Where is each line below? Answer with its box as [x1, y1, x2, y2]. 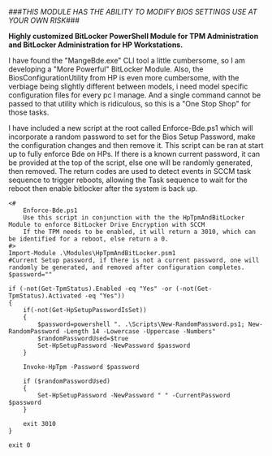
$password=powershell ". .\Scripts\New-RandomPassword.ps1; [37, 320, 245, 328]
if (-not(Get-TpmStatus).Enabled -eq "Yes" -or [8, 284, 173, 293]
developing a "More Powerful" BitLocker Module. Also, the [8, 64, 204, 74]
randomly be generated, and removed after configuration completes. [8, 263, 245, 271]
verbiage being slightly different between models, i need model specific [8, 81, 248, 91]
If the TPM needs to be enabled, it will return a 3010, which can [23, 228, 256, 236]
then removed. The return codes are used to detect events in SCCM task [8, 167, 252, 176]
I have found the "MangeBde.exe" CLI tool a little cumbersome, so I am [8, 56, 245, 65]
